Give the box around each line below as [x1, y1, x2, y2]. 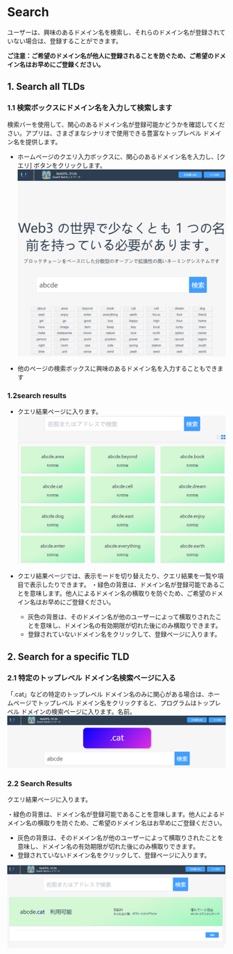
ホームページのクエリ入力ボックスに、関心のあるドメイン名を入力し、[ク [17, 152, 226, 161]
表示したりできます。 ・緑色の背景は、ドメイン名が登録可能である [29, 580, 220, 589]
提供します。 [25, 137, 62, 146]
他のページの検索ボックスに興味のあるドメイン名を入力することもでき [17, 365, 218, 373]
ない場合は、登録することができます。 [12, 36, 123, 45]
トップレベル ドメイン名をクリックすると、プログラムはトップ [37, 699, 215, 707]
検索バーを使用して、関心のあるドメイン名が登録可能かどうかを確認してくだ [7, 120, 225, 129]
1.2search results [7, 391, 67, 401]
